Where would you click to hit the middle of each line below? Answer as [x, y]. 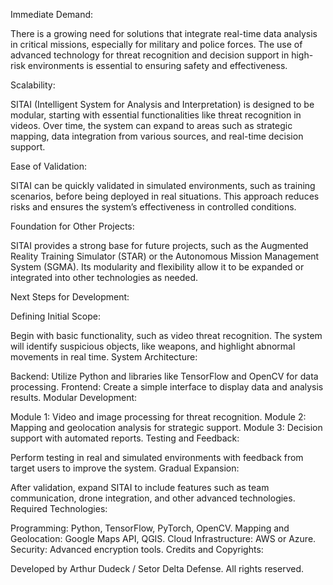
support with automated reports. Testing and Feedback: [125, 438]
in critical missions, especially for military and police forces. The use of [156, 44]
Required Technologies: [59, 508]
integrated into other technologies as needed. [104, 277]
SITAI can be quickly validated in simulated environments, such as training [163, 185]
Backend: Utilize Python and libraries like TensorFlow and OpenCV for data [164, 376]
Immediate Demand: [52, 14]
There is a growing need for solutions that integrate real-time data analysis [164, 33]
